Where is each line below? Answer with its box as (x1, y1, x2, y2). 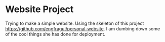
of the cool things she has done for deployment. (5, 31, 105, 37)
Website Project (5, 4, 74, 15)
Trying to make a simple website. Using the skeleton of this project (5, 20, 144, 26)
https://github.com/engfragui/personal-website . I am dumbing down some (5, 25, 160, 31)
